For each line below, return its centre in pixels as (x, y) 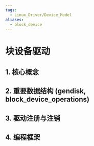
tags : (11, 10)
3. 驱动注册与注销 (33, 118)
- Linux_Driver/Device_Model (41, 15)
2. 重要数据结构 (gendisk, (45, 91)
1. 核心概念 (22, 72)
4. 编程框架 (23, 137)
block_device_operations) (47, 99)
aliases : (15, 20)
